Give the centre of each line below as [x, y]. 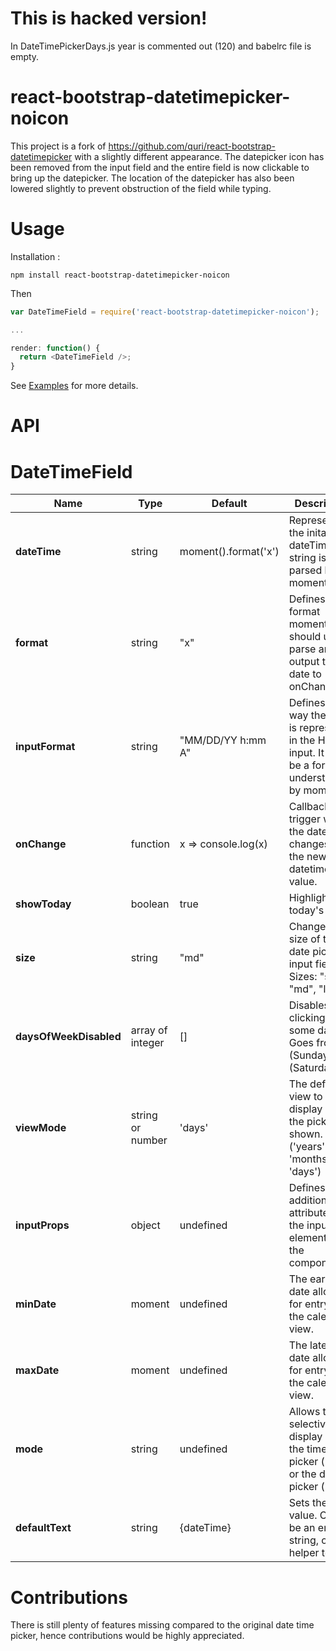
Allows [304, 1412]
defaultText [43, 1528]
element [308, 1238]
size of [304, 939]
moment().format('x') [229, 552]
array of [149, 1030]
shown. [305, 1134]
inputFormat [45, 747]
